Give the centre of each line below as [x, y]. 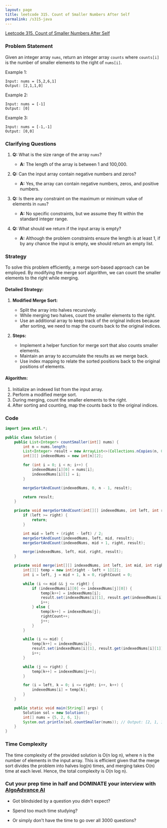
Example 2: [17, 95]
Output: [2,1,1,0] [24, 85]
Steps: [19, 336]
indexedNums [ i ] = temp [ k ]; [60, 690]
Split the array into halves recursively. [58, 310]
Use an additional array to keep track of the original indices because [90, 321]
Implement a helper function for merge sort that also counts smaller [89, 346]
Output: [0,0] [20, 131]
